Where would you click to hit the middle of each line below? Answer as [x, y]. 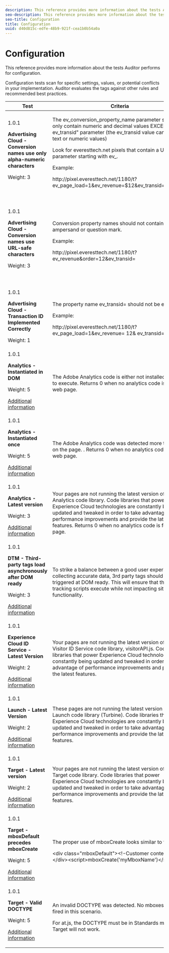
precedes [19, 843]
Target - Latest [26, 770]
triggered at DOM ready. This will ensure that [105, 582]
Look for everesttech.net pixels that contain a [106, 150]
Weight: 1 [19, 340]
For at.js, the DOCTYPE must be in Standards [105, 923]
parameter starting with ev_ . [85, 156]
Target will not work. [76, 929]
